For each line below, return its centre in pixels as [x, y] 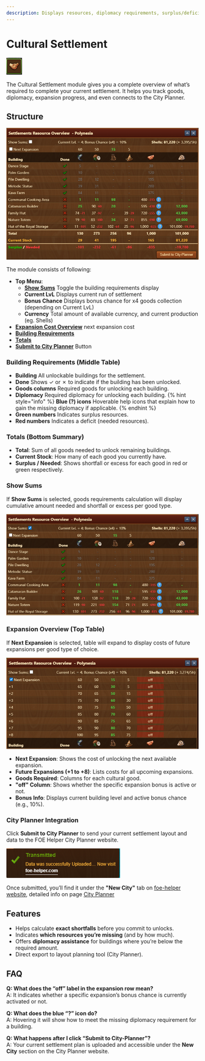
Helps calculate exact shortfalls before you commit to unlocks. [94, 929]
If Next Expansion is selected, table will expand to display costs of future [98, 643]
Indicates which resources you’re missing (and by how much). [95, 935]
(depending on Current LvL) [59, 307]
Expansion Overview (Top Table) [56, 629]
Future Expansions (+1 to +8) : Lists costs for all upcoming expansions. [104, 772]
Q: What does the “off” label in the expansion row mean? [80, 989]
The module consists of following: [49, 269]
